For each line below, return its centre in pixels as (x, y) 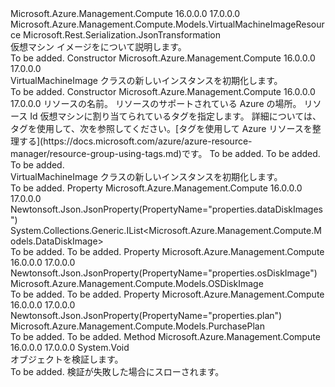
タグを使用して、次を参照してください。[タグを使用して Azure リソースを (161, 128)
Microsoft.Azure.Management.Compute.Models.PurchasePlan (137, 326)
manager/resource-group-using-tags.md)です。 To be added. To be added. (165, 153)
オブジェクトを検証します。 (67, 359)
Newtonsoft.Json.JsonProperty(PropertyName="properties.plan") (146, 315)
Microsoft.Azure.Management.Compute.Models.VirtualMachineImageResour (167, 24)
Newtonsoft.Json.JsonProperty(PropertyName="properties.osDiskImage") (164, 273)
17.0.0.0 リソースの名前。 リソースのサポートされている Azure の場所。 (156, 103)
